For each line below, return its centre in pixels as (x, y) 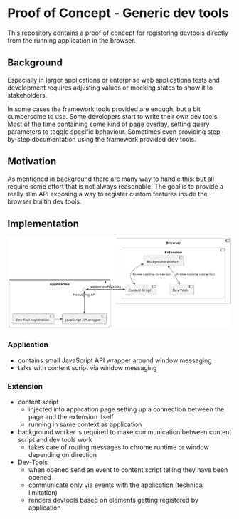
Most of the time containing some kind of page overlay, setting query (108, 124)
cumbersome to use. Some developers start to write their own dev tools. (113, 116)
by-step (19, 139)
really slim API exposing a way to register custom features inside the (107, 194)
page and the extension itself (71, 417)
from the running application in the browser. (72, 40)
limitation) (43, 493)
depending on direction (63, 455)
